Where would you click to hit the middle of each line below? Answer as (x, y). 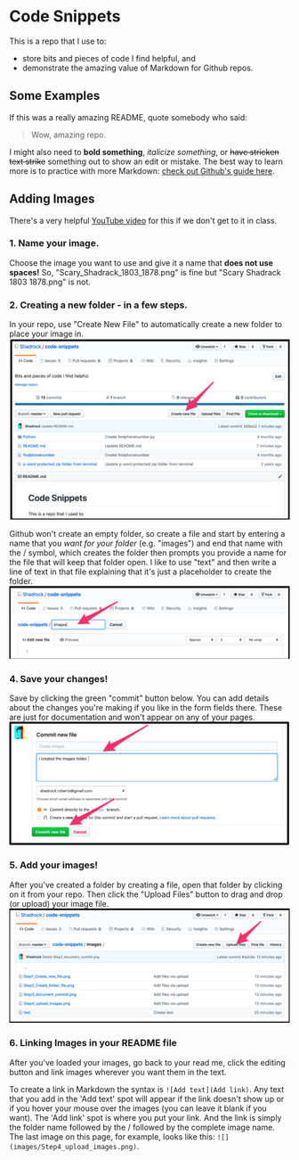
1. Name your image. (54, 243)
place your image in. (47, 334)
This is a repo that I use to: (58, 41)
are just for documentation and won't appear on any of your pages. (132, 717)
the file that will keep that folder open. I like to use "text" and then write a (143, 562)
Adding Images (52, 199)
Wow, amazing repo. (69, 135)
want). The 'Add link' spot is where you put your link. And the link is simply (145, 1117)
